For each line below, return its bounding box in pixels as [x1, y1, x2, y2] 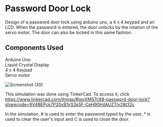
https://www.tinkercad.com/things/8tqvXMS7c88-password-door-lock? [5, 96, 150, 102]
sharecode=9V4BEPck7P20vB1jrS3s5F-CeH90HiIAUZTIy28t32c [5, 101, 135, 107]
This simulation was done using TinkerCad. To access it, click [5, 91, 130, 97]
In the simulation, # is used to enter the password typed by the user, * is [5, 111, 151, 117]
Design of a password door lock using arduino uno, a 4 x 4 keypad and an [5, 19, 155, 25]
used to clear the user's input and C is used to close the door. [5, 116, 130, 122]
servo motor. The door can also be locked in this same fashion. [5, 29, 133, 35]
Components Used [5, 43, 64, 52]
